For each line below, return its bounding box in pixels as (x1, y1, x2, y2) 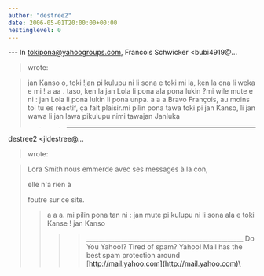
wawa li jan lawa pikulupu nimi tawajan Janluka (27, 112, 181, 121)
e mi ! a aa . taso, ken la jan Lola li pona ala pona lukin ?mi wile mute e (27, 86, 254, 96)
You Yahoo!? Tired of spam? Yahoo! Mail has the (86, 242, 243, 252)
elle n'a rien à (27, 180, 72, 190)
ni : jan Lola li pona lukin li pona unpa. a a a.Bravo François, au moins (27, 95, 250, 105)
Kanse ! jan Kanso (46, 219, 106, 228)
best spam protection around (86, 251, 181, 260)
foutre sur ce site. (27, 195, 85, 204)
